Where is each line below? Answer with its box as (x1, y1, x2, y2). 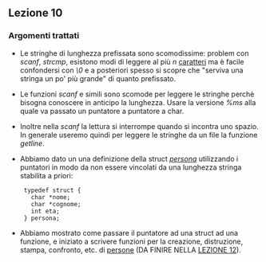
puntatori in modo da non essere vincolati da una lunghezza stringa (19, 162, 242, 172)
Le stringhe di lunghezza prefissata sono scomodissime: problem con (19, 48, 249, 58)
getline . (19, 139, 46, 148)
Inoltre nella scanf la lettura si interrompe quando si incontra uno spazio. (19, 121, 260, 131)
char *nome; (30, 193, 71, 201)
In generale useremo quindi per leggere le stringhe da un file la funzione (19, 130, 258, 139)
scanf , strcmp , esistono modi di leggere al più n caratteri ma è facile (19, 57, 244, 66)
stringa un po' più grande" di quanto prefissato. (19, 73, 177, 83)
